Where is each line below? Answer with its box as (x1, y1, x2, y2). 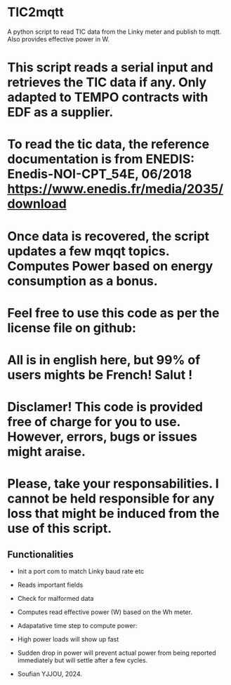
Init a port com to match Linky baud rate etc (17, 567, 145, 576)
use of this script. (7, 521, 112, 537)
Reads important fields (17, 580, 84, 590)
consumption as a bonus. (7, 273, 158, 288)
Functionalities (7, 548, 74, 560)
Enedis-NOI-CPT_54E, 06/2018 (7, 166, 192, 182)
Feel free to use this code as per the (7, 305, 220, 321)
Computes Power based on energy (7, 258, 213, 274)
